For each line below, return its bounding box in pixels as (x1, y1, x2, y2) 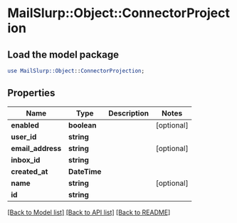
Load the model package (7, 48, 120, 61)
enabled (11, 120, 39, 130)
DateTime (68, 166, 102, 176)
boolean (68, 120, 98, 130)
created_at (11, 166, 48, 176)
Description (108, 108, 149, 118)
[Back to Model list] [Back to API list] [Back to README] (7, 208, 171, 217)
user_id (11, 132, 37, 142)
